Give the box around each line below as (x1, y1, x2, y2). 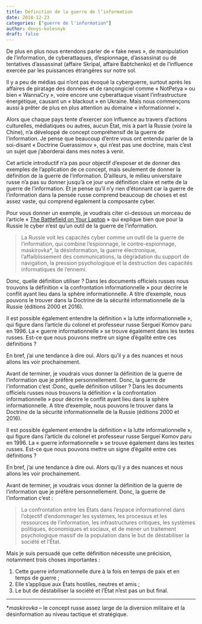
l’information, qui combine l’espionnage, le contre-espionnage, (20, 240, 176, 247)
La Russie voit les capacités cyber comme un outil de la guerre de (20, 234, 185, 241)
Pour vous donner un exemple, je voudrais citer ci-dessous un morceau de (6, 209, 191, 217)
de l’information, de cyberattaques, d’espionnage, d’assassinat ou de (6, 54, 177, 61)
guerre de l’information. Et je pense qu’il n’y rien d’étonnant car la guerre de (6, 185, 194, 193)
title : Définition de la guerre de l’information (6, 8, 133, 15)
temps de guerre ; (14, 574, 60, 581)
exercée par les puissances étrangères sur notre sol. (6, 67, 136, 74)
